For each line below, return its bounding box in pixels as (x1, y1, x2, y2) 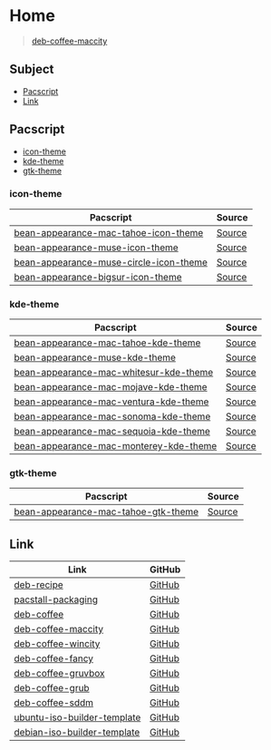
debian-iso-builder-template (14, 726, 140, 739)
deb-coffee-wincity (14, 638, 101, 650)
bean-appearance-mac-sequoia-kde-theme (14, 425, 211, 438)
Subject (9, 62, 54, 77)
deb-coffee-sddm (14, 696, 93, 709)
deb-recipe (14, 579, 63, 591)
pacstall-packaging (14, 593, 98, 606)
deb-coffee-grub (14, 682, 90, 695)
